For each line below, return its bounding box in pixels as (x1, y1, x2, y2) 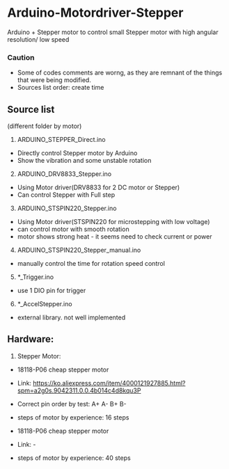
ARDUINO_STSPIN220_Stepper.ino (17, 204, 117, 213)
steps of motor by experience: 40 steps (17, 454, 131, 462)
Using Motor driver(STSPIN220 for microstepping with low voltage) (17, 218, 210, 226)
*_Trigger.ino (17, 273, 54, 281)
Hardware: (7, 333, 54, 345)
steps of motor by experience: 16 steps (17, 413, 129, 422)
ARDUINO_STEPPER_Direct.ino (17, 136, 106, 144)
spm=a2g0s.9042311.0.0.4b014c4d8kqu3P (17, 386, 141, 395)
